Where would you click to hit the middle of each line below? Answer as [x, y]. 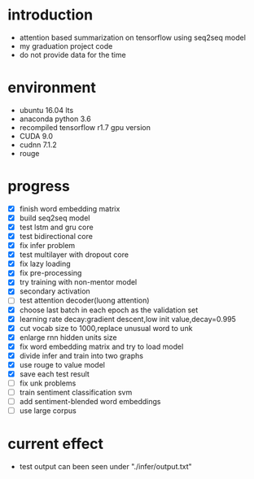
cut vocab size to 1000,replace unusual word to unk [106, 328]
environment [52, 88]
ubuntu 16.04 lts [46, 110]
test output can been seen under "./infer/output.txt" [105, 467]
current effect [55, 444]
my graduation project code [66, 46]
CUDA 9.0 [36, 136]
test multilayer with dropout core [74, 255]
